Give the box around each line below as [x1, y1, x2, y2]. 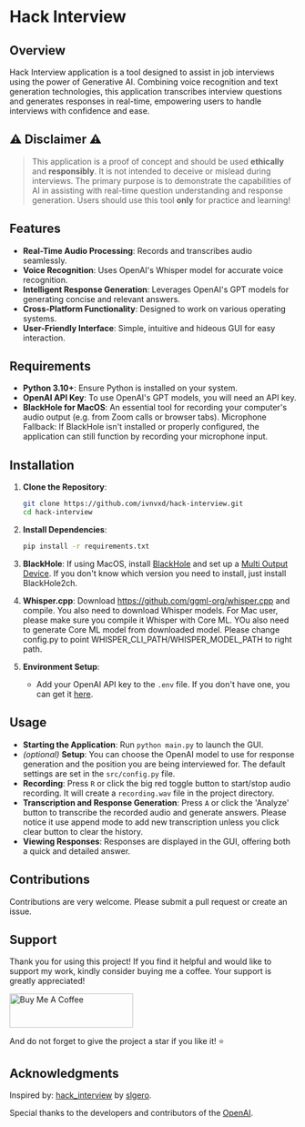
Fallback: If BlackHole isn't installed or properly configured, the [22, 421, 259, 432]
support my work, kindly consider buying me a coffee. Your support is [9, 966, 271, 977]
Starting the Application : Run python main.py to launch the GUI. [22, 739, 264, 750]
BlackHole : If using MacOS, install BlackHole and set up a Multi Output [22, 558, 289, 569]
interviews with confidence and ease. [9, 106, 150, 116]
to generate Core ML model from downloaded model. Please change [22, 624, 280, 635]
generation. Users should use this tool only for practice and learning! [31, 194, 291, 206]
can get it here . [36, 688, 94, 699]
